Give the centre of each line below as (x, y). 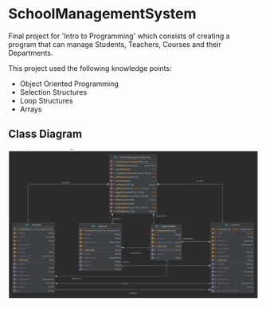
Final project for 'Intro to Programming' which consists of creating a (119, 36)
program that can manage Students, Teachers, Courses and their (115, 44)
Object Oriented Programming (69, 84)
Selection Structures (53, 92)
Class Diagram (45, 134)
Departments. (31, 53)
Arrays (31, 109)
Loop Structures (46, 100)
